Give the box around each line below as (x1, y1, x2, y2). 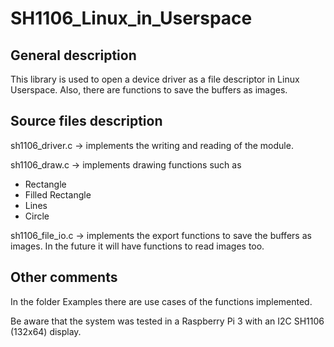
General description (10, 47, 137, 64)
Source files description (10, 113, 163, 130)
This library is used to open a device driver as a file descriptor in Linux (10, 73, 300, 85)
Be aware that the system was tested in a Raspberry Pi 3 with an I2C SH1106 (10, 315, 325, 327)
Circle (24, 210, 50, 222)
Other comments (10, 269, 118, 286)
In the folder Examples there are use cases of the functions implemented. (10, 295, 313, 307)
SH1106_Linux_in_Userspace (10, 7, 253, 30)
